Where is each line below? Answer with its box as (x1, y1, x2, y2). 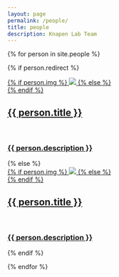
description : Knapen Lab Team (7, 30, 98, 38)
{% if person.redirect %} (7, 63, 80, 72)
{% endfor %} (7, 263, 48, 271)
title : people (7, 23, 50, 31)
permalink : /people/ (7, 17, 69, 24)
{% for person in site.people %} (7, 50, 100, 58)
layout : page (7, 10, 46, 18)
